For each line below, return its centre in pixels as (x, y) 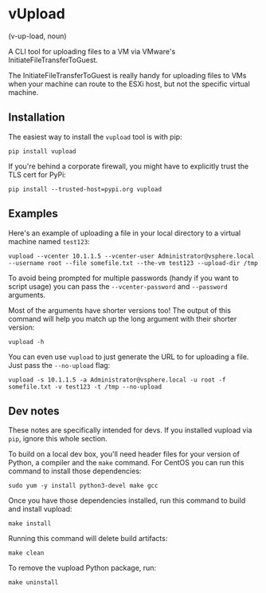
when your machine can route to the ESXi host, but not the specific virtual (129, 84)
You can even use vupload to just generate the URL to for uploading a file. (129, 357)
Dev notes (34, 411)
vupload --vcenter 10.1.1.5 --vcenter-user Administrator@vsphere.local (131, 256)
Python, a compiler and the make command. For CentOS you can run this (126, 463)
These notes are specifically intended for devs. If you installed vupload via (130, 430)
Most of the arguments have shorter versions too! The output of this (119, 310)
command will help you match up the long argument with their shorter (123, 318)
